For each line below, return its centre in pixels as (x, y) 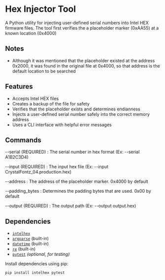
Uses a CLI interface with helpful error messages (62, 125)
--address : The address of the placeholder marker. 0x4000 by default (77, 181)
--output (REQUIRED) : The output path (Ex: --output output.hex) (71, 206)
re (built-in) (24, 249)
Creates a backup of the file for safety (51, 104)
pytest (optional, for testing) (41, 254)
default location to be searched (44, 71)
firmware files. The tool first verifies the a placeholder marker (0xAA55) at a (82, 28)
